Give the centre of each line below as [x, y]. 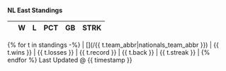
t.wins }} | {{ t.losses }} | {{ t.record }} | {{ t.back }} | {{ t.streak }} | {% [109, 52]
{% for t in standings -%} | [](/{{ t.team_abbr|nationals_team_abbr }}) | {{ [113, 45]
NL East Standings [35, 10]
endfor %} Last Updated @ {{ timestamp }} [70, 60]
